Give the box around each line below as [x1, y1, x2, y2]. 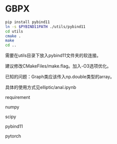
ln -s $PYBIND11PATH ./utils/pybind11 [5, 24, 86, 29]
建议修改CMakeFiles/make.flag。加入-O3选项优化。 [5, 63, 112, 69]
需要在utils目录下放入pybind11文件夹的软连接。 [5, 52, 101, 58]
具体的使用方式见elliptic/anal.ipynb [5, 84, 76, 90]
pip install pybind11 [5, 19, 50, 24]
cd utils [5, 28, 23, 34]
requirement [5, 94, 30, 100]
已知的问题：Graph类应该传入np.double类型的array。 [5, 73, 115, 80]
